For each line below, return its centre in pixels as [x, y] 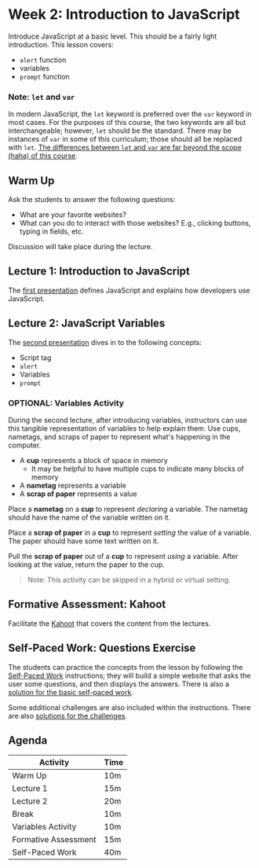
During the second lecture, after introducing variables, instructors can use [128, 420]
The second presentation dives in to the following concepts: [105, 342]
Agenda [28, 740]
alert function [43, 60]
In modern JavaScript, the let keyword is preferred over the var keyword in [130, 114]
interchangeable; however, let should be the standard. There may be [120, 131]
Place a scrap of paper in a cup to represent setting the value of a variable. [130, 532]
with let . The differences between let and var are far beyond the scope [125, 148]
